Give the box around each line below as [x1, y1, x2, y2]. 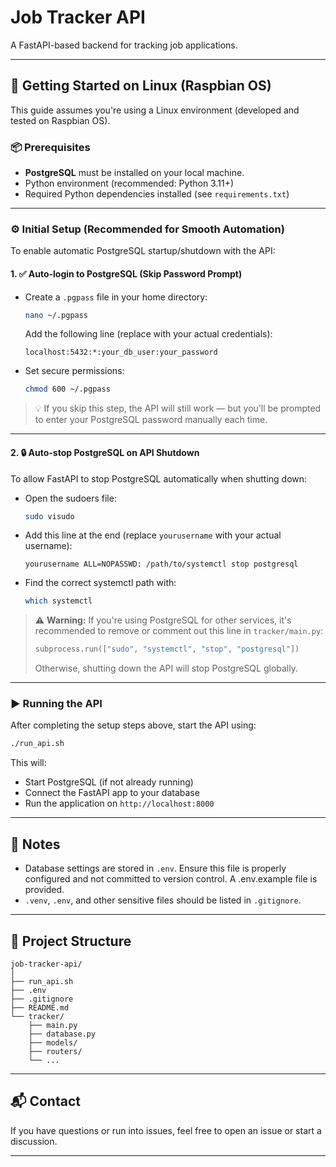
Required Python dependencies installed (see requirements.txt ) [24, 188, 290, 200]
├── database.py [28, 1029, 97, 1039]
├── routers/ [28, 1046, 83, 1056]
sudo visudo [24, 511, 75, 521]
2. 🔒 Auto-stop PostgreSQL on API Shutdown [10, 446, 200, 458]
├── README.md [10, 1002, 70, 1013]
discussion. [10, 1135, 58, 1147]
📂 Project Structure [10, 932, 132, 950]
